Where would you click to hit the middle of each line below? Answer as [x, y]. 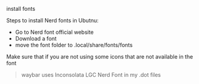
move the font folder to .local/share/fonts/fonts [74, 45]
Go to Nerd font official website [54, 32]
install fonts [21, 9]
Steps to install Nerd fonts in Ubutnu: [53, 20]
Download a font [36, 38]
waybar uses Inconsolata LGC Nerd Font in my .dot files [91, 75]
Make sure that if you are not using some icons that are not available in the [100, 57]
